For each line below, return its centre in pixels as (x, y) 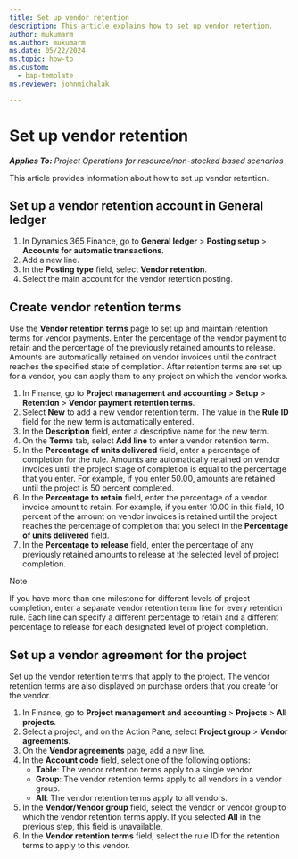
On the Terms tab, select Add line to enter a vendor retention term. (145, 441)
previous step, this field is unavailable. (92, 826)
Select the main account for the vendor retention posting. (128, 279)
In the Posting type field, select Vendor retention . (115, 269)
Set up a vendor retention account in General (137, 206)
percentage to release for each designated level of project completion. (139, 627)
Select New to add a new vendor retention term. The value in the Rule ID (155, 412)
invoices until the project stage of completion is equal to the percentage (154, 469)
